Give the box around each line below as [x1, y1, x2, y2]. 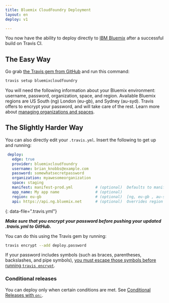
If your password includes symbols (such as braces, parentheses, [5, 252, 142, 258]
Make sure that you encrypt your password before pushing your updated [5, 218, 161, 224]
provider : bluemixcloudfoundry [12, 161, 78, 167]
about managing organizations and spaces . [5, 109, 95, 115]
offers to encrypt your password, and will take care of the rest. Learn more [5, 104, 160, 110]
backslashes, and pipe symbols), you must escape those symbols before [5, 257, 156, 263]
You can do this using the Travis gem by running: [5, 233, 107, 239]
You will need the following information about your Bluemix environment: [5, 87, 156, 93]
